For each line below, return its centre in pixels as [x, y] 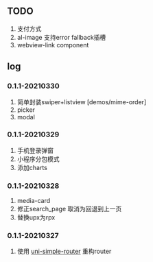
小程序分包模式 [38, 159]
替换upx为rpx [36, 217]
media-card [34, 201]
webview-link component [53, 45]
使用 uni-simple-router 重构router [64, 251]
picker [26, 110]
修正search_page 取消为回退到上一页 [69, 209]
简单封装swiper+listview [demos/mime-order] [82, 102]
